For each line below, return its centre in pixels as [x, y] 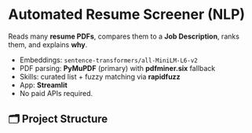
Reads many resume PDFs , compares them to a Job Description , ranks [124, 36]
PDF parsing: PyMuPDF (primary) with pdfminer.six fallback [117, 68]
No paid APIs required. [56, 93]
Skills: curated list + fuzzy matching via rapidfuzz [100, 76]
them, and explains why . [48, 44]
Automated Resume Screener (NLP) [127, 15]
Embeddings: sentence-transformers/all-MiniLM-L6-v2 [109, 60]
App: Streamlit [44, 85]
